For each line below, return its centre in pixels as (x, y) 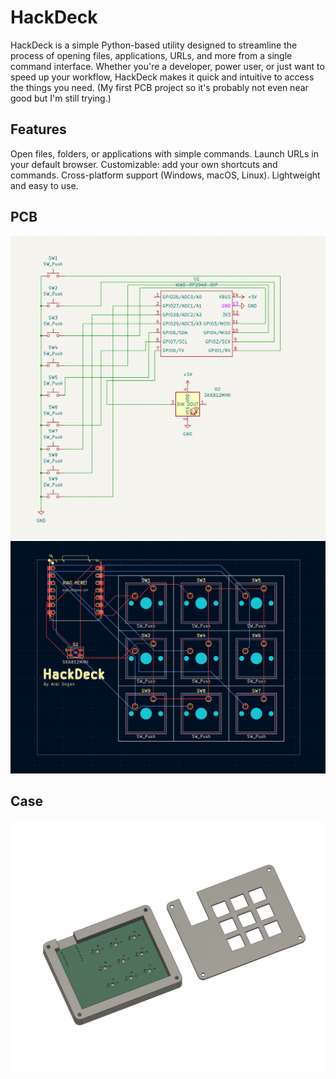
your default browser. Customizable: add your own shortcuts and (144, 164)
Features (38, 129)
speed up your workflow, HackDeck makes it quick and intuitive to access (162, 77)
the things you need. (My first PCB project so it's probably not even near (159, 87)
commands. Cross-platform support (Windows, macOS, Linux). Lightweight (165, 175)
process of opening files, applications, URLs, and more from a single (151, 55)
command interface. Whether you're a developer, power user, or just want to (167, 66)
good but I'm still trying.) (61, 98)
